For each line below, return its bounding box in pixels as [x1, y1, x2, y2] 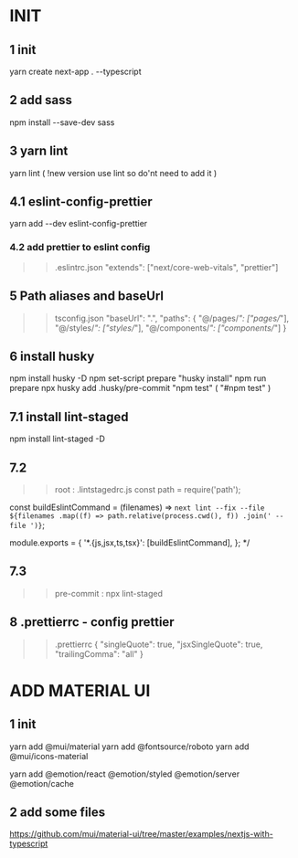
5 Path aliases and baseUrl [9, 289, 165, 304]
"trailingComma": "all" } [54, 648, 144, 659]
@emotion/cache [9, 778, 75, 789]
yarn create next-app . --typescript [9, 66, 142, 77]
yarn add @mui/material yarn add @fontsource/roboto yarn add [9, 741, 250, 752]
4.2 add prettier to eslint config [9, 241, 151, 254]
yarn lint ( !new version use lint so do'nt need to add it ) [9, 167, 218, 178]
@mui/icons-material [9, 750, 89, 761]
